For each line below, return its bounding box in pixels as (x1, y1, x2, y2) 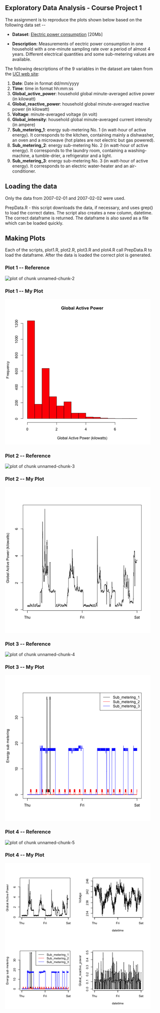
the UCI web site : (5, 71, 40, 77)
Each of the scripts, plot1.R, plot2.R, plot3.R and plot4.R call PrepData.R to (5, 247, 152, 253)
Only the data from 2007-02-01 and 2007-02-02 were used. (5, 195, 126, 201)
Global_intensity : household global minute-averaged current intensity (12, 116, 152, 122)
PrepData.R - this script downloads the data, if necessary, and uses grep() (5, 204, 154, 211)
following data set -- (5, 22, 46, 28)
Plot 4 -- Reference (5, 829, 51, 835)
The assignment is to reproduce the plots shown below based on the (5, 17, 142, 22)
